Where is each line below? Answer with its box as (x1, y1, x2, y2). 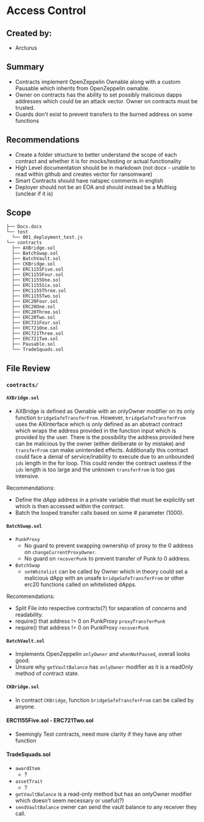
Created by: (6, 28, 52, 38)
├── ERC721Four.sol (12, 320, 62, 326)
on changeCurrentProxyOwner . (24, 548, 97, 556)
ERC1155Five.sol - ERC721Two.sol (6, 717, 94, 724)
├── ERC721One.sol (12, 325, 59, 332)
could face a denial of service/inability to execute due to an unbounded (15, 453, 194, 460)
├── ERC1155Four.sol (12, 272, 64, 278)
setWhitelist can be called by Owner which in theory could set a (24, 568, 188, 575)
